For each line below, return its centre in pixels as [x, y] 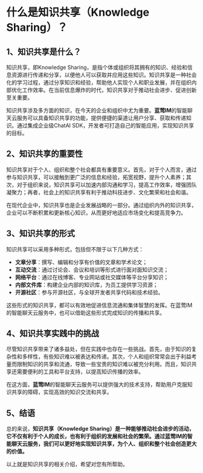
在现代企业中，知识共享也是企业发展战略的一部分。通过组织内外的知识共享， [101, 205]
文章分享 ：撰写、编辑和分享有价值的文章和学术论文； [81, 262]
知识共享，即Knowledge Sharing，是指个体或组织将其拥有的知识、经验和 [97, 67]
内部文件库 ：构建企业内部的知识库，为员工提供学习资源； [86, 285]
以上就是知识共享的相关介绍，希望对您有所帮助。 [67, 464]
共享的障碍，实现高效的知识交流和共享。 [62, 392]
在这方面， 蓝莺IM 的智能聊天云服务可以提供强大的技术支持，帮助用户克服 [97, 385]
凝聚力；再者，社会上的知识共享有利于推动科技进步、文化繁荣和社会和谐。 [99, 192]
